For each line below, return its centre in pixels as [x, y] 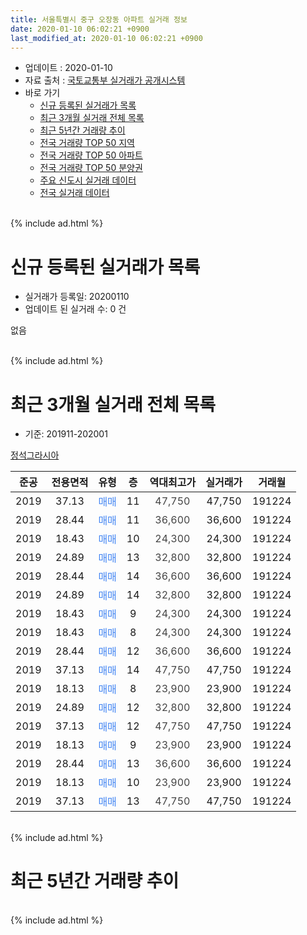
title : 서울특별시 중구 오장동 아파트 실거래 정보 [99, 19]
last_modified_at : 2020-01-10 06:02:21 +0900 [106, 38]
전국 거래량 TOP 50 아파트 [91, 155]
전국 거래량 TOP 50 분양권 [91, 168]
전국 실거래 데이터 [74, 193]
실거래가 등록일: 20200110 [77, 297]
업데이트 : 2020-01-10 [68, 68]
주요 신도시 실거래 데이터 [88, 180]
